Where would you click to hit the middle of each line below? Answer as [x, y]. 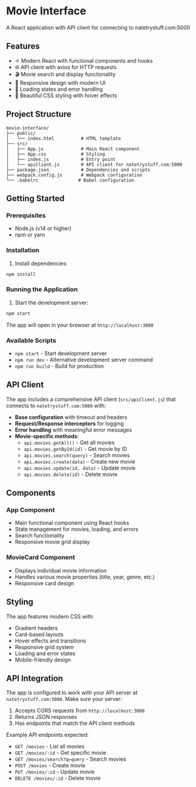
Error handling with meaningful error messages [73, 430]
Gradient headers [36, 628]
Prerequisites [26, 215]
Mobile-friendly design [43, 660]
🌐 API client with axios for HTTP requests [66, 67]
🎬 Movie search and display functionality [65, 74]
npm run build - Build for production [59, 366]
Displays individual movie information [61, 570]
